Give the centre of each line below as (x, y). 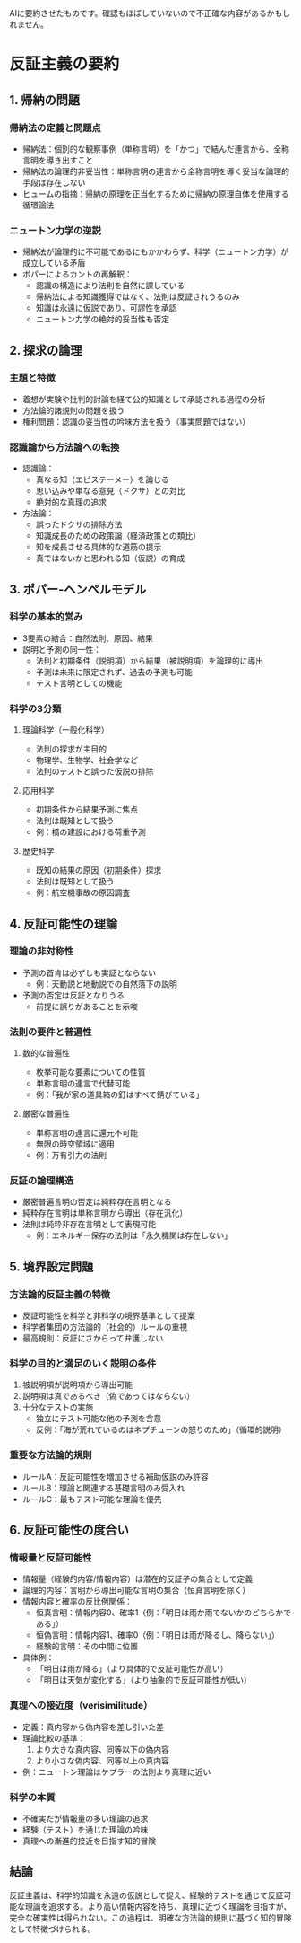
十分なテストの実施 (58, 1407)
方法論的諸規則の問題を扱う (73, 410)
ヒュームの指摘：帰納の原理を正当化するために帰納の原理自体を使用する (155, 193)
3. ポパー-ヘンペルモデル (78, 589)
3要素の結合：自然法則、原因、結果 (88, 638)
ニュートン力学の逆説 (55, 230)
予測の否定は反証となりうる (73, 995)
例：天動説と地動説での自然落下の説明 (106, 984)
